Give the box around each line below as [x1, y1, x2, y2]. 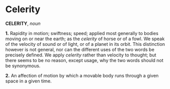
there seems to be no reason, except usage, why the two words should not [5, 57, 164, 63]
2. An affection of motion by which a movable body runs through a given [5, 72, 159, 78]
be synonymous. [5, 63, 41, 69]
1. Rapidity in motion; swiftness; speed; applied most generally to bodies [5, 30, 159, 36]
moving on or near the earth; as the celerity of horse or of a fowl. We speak [5, 36, 165, 42]
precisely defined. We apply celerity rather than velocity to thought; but [5, 52, 157, 58]
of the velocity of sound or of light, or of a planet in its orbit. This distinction [5, 41, 165, 47]
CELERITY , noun [5, 20, 41, 26]
